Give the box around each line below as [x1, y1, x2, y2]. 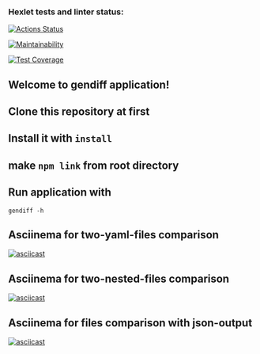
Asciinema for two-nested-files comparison [8, 272, 230, 285]
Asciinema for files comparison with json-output [8, 316, 253, 329]
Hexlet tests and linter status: [8, 6, 124, 17]
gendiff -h [8, 207, 44, 215]
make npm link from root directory [8, 158, 179, 172]
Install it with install [8, 131, 112, 145]
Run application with [8, 185, 112, 200]
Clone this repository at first [8, 105, 150, 119]
